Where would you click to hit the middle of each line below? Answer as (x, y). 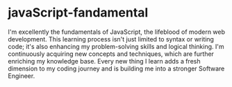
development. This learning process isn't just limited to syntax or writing (111, 39)
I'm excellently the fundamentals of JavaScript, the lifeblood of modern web (116, 32)
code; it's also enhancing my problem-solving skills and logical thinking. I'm (116, 46)
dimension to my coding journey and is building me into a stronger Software (116, 68)
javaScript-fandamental (78, 13)
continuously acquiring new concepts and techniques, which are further (111, 54)
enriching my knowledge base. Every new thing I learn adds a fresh (104, 61)
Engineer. (22, 76)
